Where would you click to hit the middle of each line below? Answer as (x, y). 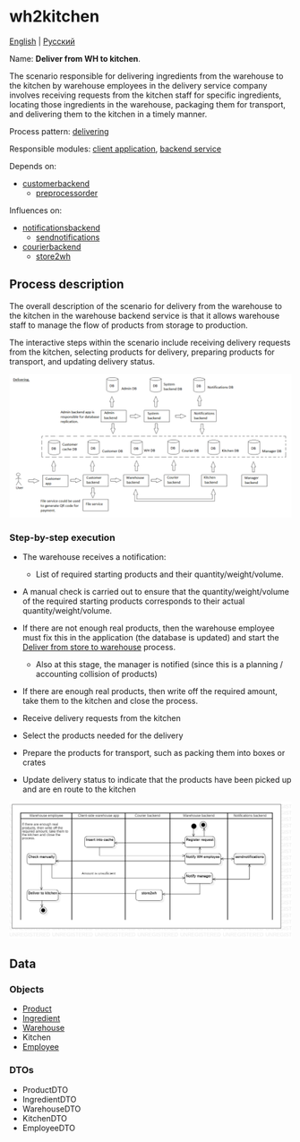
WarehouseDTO (51, 1109)
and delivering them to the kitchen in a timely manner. (108, 114)
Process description (67, 284)
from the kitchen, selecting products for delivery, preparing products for (142, 352)
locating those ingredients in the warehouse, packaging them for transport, (148, 104)
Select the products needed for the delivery (103, 735)
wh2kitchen (55, 17)
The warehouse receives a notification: (94, 556)
